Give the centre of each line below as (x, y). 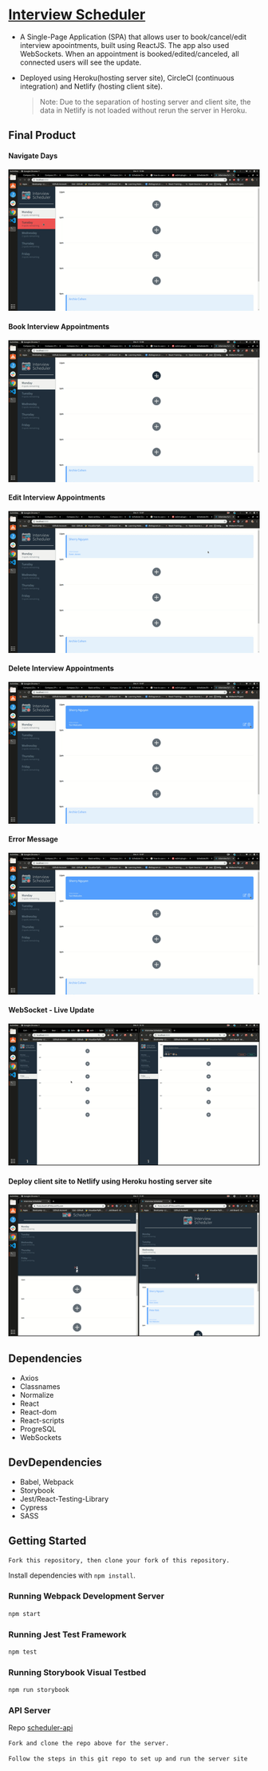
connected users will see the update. (81, 62)
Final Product (42, 135)
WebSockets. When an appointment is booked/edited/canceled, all (129, 54)
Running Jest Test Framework (67, 1634)
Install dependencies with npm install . (72, 1575)
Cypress (33, 1507)
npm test (23, 1652)
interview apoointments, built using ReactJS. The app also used (124, 45)
